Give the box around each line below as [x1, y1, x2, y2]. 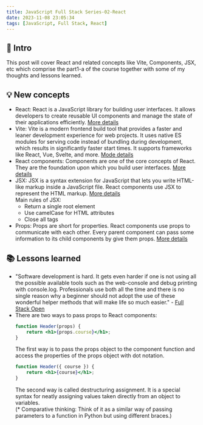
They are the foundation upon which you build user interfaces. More [15, 164, 187, 171]
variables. [15, 399, 40, 407]
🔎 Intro [6, 43, 32, 53]
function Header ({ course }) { [15, 364, 95, 370]
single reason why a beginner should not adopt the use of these [15, 292, 176, 299]
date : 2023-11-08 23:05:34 [6, 15, 75, 21]
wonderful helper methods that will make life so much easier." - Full [15, 298, 184, 306]
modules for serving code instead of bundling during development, [15, 138, 183, 145]
